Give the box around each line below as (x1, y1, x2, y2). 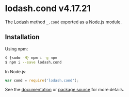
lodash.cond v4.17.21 (5, 3, 91, 14)
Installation (5, 33, 40, 41)
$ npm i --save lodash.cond (5, 60, 62, 65)
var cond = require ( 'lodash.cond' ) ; (5, 78, 79, 83)
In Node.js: (5, 68, 27, 74)
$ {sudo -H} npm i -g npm (5, 55, 57, 60)
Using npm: (5, 46, 28, 51)
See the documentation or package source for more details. (5, 87, 125, 93)
